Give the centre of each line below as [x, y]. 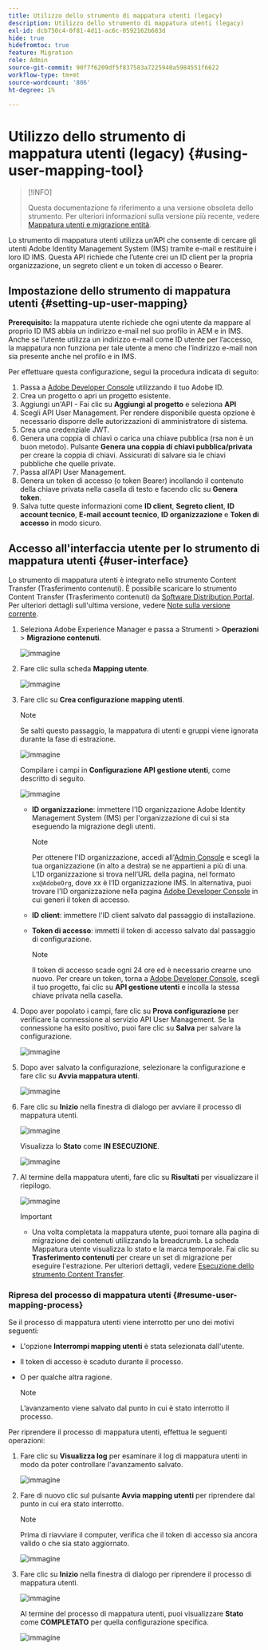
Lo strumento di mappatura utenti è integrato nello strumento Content [122, 580]
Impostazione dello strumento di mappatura [120, 291]
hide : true [26, 38]
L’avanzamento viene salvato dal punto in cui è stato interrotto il [124, 1408]
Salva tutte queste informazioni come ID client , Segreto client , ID [127, 506]
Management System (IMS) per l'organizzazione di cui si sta [130, 817]
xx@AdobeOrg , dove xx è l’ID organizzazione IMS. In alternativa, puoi [141, 882]
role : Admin [28, 61]
